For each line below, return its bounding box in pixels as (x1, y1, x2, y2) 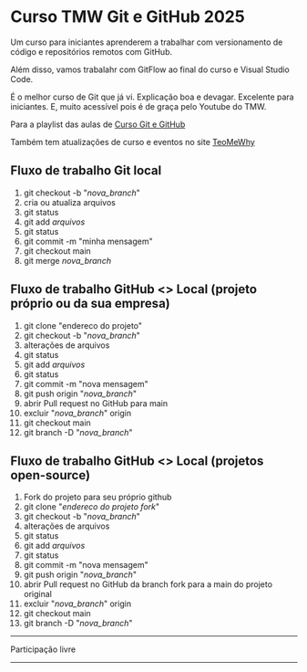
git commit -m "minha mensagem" (23, 236, 153, 247)
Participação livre (10, 644, 77, 655)
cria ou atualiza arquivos (23, 196, 117, 207)
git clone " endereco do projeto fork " (23, 501, 160, 512)
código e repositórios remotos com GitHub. (10, 46, 172, 57)
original (23, 589, 53, 600)
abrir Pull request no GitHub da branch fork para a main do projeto (23, 579, 272, 590)
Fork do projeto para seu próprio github (23, 491, 172, 503)
